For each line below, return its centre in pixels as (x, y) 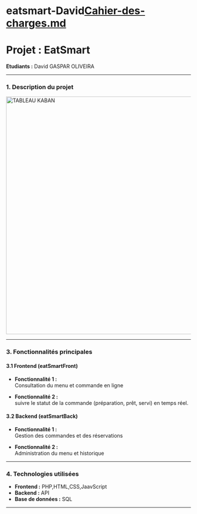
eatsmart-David (45, 11)
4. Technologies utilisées (43, 474)
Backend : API (32, 493)
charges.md (36, 23)
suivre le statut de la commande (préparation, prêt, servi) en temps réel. (101, 403)
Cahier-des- (115, 11)
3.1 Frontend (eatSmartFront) (42, 366)
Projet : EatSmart (48, 50)
